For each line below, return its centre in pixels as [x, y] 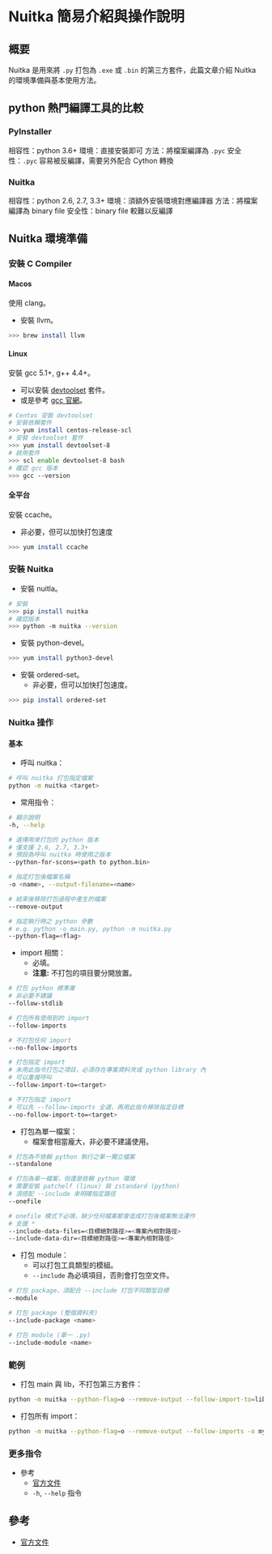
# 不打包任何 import [40, 1040]
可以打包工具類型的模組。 [75, 1266]
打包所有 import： [50, 1415]
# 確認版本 [24, 619]
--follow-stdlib [36, 1004]
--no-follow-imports [43, 1048]
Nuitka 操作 [31, 722]
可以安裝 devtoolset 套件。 [64, 390]
